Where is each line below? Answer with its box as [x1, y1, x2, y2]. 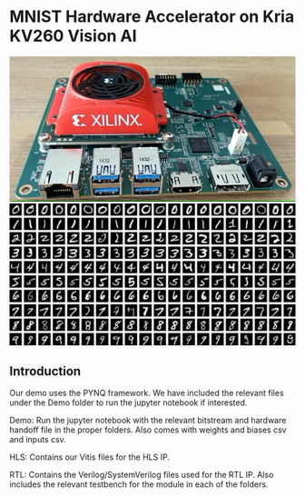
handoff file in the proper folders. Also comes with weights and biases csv [9, 424, 288, 435]
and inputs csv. [9, 434, 66, 445]
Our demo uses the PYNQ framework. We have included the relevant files [9, 388, 284, 399]
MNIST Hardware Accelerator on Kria [9, 6, 295, 27]
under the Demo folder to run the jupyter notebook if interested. [9, 397, 248, 408]
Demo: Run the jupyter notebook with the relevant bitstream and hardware [9, 415, 287, 426]
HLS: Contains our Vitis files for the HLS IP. [9, 452, 171, 462]
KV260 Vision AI [9, 25, 138, 46]
